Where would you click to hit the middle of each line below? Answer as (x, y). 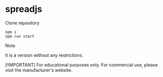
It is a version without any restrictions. (44, 55)
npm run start (20, 36)
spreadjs (24, 9)
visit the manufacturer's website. (39, 70)
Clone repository (22, 23)
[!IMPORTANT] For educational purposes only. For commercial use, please (81, 65)
